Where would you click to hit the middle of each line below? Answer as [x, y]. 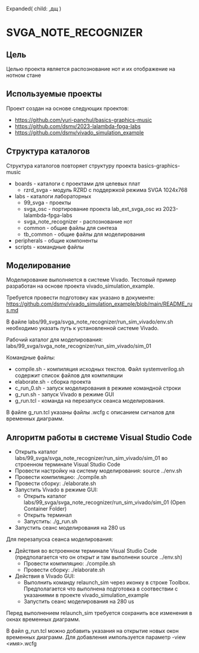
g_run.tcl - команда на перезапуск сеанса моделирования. [90, 401]
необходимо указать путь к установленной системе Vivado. [83, 328]
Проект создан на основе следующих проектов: [67, 108]
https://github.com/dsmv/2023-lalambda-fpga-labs [78, 126]
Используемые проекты [54, 94]
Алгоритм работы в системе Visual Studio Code [99, 437]
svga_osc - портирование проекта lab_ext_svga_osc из [93, 209]
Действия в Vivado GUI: [45, 576]
